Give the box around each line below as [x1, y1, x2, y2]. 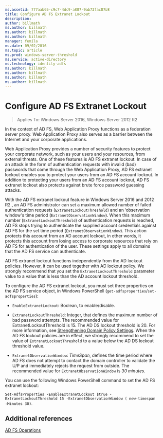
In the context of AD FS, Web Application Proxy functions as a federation [5, 126, 151, 132]
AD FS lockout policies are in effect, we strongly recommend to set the [12, 332, 154, 338]
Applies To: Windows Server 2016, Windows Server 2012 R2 [17, 116, 138, 122]
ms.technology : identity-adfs [5, 61, 67, 66]
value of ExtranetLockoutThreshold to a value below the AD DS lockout [12, 338, 154, 344]
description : [5, 16, 32, 21]
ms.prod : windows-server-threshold [5, 52, 77, 57]
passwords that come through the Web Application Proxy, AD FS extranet [5, 166, 152, 172]
